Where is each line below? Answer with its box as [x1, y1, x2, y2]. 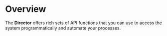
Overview [5, 3, 46, 15]
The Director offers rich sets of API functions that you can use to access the [5, 20, 162, 26]
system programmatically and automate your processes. [5, 25, 121, 31]
